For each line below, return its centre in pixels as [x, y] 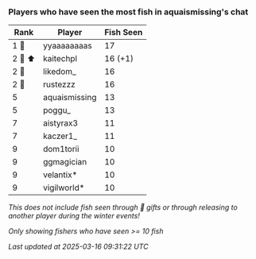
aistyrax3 [60, 123]
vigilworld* [64, 187]
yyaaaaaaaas [68, 46]
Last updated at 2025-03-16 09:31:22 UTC [78, 247]
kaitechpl [60, 59]
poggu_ [57, 110]
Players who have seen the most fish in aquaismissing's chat [128, 12]
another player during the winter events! [74, 216]
